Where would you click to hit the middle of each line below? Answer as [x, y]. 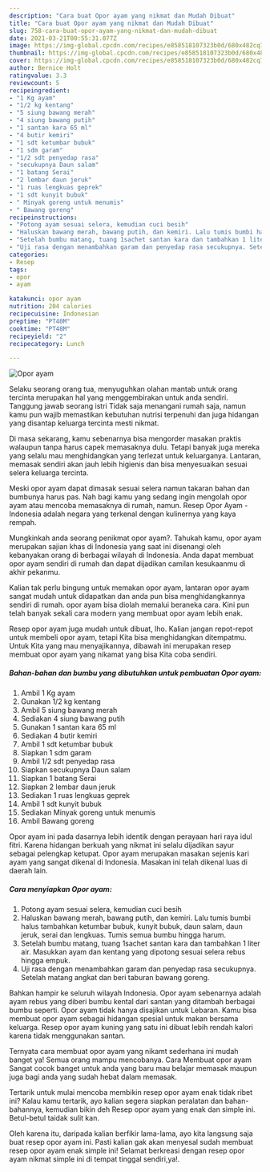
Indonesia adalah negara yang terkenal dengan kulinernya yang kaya [123, 514]
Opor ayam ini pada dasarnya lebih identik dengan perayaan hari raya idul [131, 836]
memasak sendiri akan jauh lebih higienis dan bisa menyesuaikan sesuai [128, 464]
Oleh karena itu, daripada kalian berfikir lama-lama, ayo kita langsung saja [131, 1133]
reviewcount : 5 [34, 83]
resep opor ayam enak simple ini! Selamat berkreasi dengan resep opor [127, 1151]
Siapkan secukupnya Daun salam [75, 770]
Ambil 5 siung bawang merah [69, 710]
